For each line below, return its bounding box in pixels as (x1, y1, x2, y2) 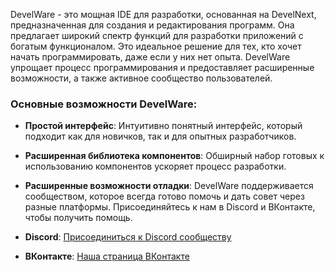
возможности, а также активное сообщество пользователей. (10, 72, 273, 84)
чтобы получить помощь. (24, 212, 133, 224)
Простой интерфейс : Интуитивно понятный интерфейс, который (24, 120, 303, 132)
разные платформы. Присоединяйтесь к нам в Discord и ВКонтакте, (24, 201, 316, 213)
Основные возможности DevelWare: (10, 97, 198, 111)
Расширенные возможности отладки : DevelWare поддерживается (24, 180, 314, 192)
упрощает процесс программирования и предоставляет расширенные (10, 62, 315, 73)
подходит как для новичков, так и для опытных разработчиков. (24, 130, 297, 143)
